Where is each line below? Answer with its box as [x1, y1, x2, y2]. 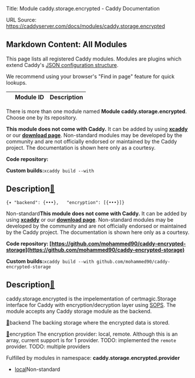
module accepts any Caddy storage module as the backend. [6, 308, 152, 315]
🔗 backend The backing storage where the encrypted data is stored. [6, 319, 170, 326]
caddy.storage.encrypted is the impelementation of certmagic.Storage [6, 295, 177, 302]
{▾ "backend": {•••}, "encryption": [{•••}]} [6, 199, 125, 205]
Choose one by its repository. [6, 114, 78, 121]
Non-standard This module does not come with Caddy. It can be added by [6, 210, 187, 217]
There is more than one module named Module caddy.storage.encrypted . [6, 108, 187, 115]
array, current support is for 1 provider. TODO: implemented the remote [6, 337, 176, 344]
